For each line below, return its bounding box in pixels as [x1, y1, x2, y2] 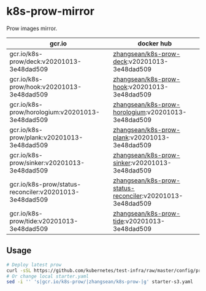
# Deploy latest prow [6, 262, 62, 268]
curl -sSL [6, 267, 32, 274]
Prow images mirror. [6, 25, 58, 32]
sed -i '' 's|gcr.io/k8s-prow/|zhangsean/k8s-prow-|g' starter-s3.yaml [6, 279, 193, 285]
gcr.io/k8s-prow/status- [9, 180, 82, 188]
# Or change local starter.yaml [6, 273, 89, 279]
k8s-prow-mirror [6, 4, 95, 18]
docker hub [137, 39, 172, 47]
